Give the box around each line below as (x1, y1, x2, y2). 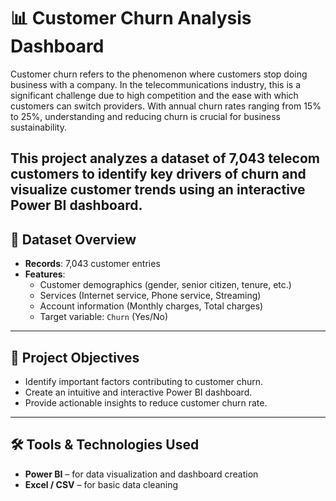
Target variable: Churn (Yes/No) (39, 311, 169, 323)
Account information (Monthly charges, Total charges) (39, 300, 264, 312)
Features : (24, 268, 66, 280)
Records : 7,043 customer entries (24, 258, 161, 270)
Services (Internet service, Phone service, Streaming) (39, 290, 262, 302)
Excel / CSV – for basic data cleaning (24, 478, 179, 490)
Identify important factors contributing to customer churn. (24, 375, 264, 387)
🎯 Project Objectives (10, 349, 140, 366)
